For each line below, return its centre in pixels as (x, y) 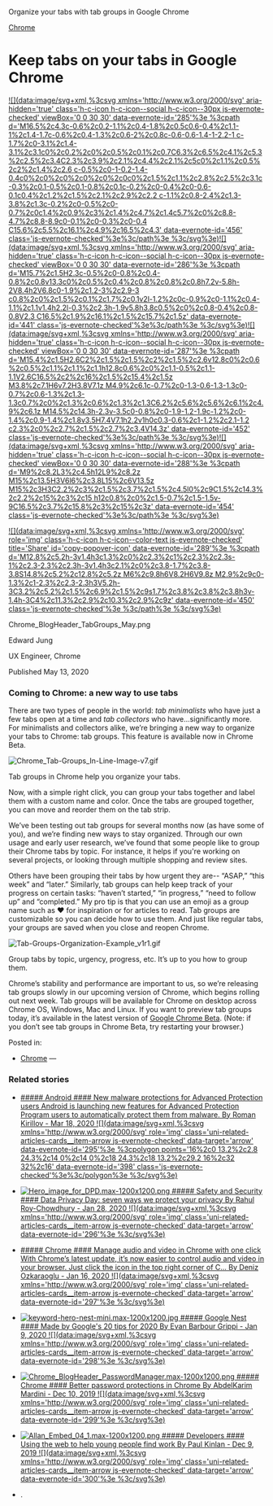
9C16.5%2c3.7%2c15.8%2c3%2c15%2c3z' (81, 506)
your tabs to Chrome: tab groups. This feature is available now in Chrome (131, 736)
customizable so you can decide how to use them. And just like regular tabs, (136, 919)
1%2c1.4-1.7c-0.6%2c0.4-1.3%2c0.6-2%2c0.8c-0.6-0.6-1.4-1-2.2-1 (121, 134)
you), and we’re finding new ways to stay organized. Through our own (126, 834)
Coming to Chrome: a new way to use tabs (93, 692)
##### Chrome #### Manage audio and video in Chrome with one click (141, 1250)
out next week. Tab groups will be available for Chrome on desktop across (133, 1001)
